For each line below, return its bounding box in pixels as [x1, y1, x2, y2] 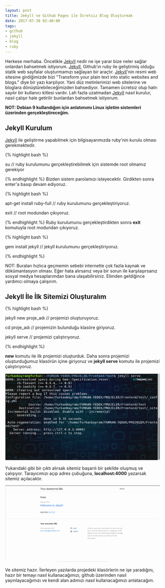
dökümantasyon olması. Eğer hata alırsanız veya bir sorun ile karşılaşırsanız [5, 268, 158, 274]
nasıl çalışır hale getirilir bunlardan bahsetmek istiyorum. [5, 95, 119, 101]
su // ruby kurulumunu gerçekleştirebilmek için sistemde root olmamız [5, 161, 146, 167]
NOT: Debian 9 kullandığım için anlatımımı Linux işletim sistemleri [5, 104, 141, 110]
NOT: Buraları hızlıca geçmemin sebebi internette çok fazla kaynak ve [5, 263, 146, 268]
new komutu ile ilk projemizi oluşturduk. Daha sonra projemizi [5, 353, 130, 359]
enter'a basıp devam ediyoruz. [5, 181, 67, 187]
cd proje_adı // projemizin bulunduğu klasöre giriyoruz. [5, 324, 116, 330]
